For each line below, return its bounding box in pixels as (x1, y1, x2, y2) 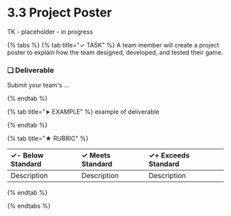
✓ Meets (81, 151, 111, 160)
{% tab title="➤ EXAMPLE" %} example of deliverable (7, 108, 159, 116)
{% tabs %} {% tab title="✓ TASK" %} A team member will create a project (7, 41, 219, 49)
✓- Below (10, 151, 44, 160)
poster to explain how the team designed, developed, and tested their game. (7, 48, 223, 56)
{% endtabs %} (7, 202, 51, 210)
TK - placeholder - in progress (7, 28, 93, 36)
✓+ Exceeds (148, 151, 190, 160)
